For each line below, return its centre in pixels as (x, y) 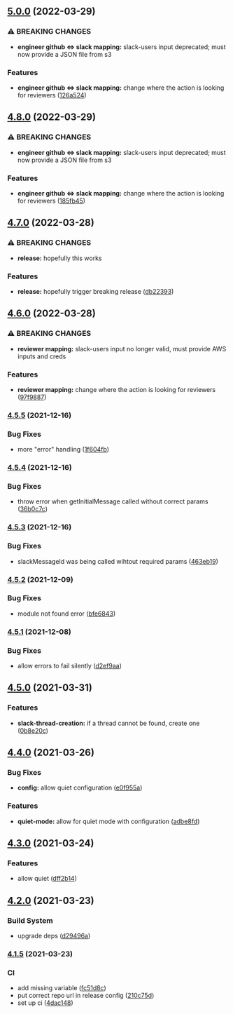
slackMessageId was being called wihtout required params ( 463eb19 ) (118, 561)
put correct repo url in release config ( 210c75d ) (86, 996)
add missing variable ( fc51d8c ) (62, 988)
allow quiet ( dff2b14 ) (47, 879)
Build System (30, 920)
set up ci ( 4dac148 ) (45, 1003)
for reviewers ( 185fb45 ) (51, 201)
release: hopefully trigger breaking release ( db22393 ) (96, 291)
